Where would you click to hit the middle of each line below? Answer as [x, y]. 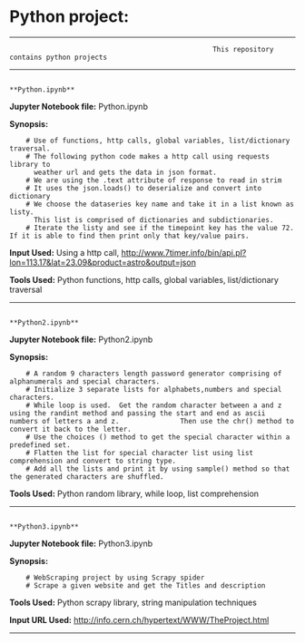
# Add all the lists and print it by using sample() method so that [158, 469]
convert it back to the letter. [70, 429]
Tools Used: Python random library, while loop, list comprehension [134, 493]
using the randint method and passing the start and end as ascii [138, 413]
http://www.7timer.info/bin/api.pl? [184, 252]
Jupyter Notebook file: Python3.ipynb [81, 543]
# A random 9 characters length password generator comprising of [154, 374]
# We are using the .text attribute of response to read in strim [154, 180]
